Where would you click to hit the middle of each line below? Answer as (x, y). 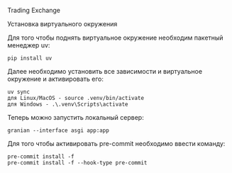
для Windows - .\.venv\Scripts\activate (68, 104)
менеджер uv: (29, 45)
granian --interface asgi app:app (59, 130)
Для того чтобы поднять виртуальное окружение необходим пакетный (115, 38)
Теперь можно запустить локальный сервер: (76, 117)
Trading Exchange (34, 10)
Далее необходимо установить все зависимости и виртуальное (105, 71)
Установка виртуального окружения (62, 24)
